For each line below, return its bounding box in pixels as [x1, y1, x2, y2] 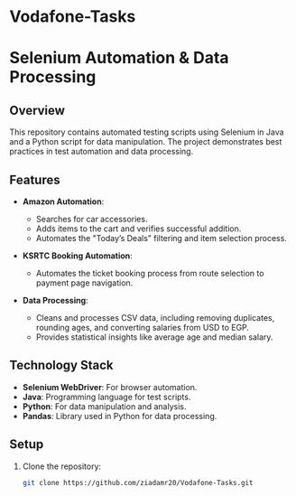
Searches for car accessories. [35, 214, 148, 224]
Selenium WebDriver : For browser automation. [22, 381, 198, 392]
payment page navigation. [35, 277, 134, 288]
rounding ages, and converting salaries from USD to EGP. [35, 323, 250, 332]
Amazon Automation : [22, 196, 105, 207]
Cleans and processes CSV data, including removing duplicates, [35, 313, 275, 323]
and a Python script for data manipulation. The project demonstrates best [9, 136, 282, 147]
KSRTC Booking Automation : [22, 250, 133, 261]
